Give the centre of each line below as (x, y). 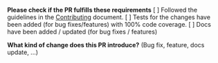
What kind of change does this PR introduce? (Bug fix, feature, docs (106, 45)
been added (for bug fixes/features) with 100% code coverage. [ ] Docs (109, 24)
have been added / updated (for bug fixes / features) (82, 32)
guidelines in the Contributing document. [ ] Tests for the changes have (109, 17)
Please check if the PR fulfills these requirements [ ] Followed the (102, 10)
